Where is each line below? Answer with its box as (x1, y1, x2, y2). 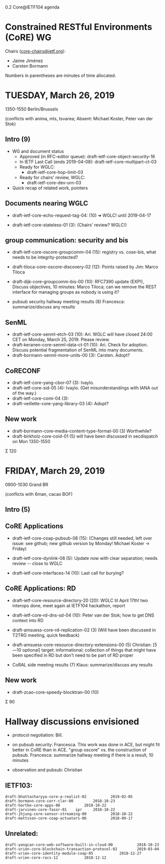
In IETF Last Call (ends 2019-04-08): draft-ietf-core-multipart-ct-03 (19, 159, 157, 165)
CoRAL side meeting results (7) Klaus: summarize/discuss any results (12, 661, 153, 667)
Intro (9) (5, 135, 31, 143)
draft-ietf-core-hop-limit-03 (27, 169, 83, 175)
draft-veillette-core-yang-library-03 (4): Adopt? (12, 400, 109, 406)
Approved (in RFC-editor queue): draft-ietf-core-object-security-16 (19, 153, 156, 159)
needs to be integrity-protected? (12, 254, 78, 260)
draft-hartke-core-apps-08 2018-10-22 (5, 803, 107, 808)
